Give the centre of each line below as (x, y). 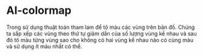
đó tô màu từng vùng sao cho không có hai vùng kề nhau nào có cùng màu (100, 40)
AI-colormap (39, 11)
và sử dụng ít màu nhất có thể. (44, 46)
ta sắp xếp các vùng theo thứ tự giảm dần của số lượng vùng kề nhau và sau (101, 33)
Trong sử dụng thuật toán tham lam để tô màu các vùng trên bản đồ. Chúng (101, 27)
